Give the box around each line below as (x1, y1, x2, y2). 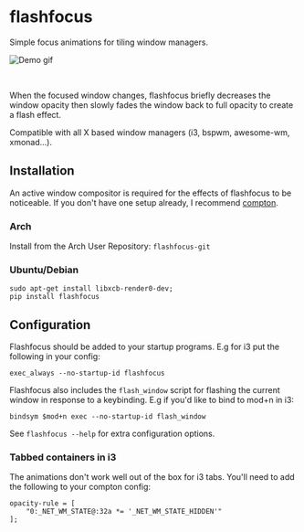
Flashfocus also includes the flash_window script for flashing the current (9, 385, 280, 396)
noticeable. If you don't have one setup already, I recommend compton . (9, 197, 278, 207)
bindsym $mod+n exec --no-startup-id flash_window (9, 412, 206, 421)
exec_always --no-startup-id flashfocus (9, 368, 166, 378)
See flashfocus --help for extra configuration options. (9, 428, 215, 440)
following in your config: (9, 351, 100, 362)
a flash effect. (9, 109, 62, 120)
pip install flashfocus (9, 293, 100, 302)
